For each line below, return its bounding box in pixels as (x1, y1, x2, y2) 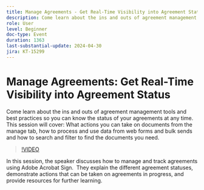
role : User (6, 20, 34, 26)
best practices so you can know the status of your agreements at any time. (6, 114, 194, 122)
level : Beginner (6, 26, 47, 32)
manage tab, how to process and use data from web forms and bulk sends (6, 127, 192, 135)
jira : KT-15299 (6, 49, 45, 55)
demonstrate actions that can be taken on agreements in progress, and (6, 170, 184, 177)
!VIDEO (21, 146, 39, 153)
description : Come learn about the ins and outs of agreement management (6, 15, 197, 21)
